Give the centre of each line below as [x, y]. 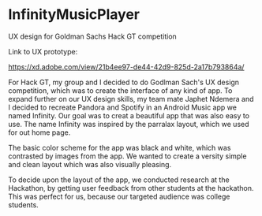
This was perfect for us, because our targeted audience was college [119, 196]
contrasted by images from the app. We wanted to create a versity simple [127, 156]
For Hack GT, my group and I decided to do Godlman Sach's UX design [124, 82]
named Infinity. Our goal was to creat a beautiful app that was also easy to [129, 115]
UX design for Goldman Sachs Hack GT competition [93, 36]
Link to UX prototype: [43, 51]
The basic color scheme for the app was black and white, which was [120, 147]
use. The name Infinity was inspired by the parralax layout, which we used [129, 124]
